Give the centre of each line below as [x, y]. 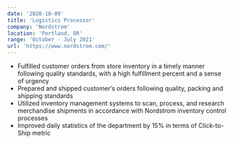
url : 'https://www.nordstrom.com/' [59, 46]
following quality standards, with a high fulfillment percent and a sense [119, 73]
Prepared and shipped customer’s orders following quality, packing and [120, 88]
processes [33, 118]
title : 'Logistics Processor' [51, 20]
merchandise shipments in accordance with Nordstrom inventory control [122, 110]
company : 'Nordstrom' [39, 27]
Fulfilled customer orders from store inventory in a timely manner [111, 66]
